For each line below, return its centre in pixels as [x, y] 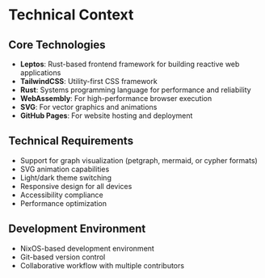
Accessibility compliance [61, 195]
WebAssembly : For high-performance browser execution [116, 98]
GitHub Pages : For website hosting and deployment [106, 116]
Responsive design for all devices [76, 186]
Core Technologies [57, 45]
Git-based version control [63, 257]
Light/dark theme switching [65, 177]
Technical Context [71, 15]
